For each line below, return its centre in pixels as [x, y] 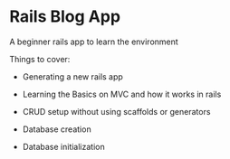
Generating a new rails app [73, 76]
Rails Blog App [65, 17]
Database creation [57, 129]
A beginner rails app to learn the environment [94, 42]
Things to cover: [40, 59]
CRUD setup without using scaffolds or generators [116, 111]
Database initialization [64, 146]
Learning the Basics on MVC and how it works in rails [122, 94]
